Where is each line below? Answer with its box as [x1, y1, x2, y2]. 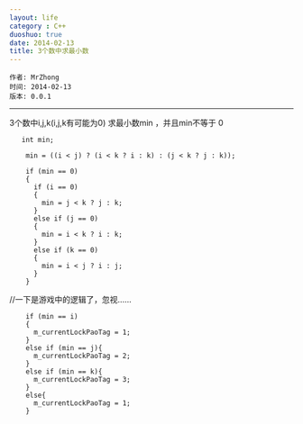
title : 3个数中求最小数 [9, 47, 89, 56]
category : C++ [9, 22, 67, 31]
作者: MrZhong [9, 73, 60, 82]
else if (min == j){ [25, 344, 103, 353]
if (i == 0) [32, 183, 78, 192]
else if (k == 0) [32, 246, 99, 255]
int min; [21, 136, 54, 145]
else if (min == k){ [25, 367, 103, 376]
